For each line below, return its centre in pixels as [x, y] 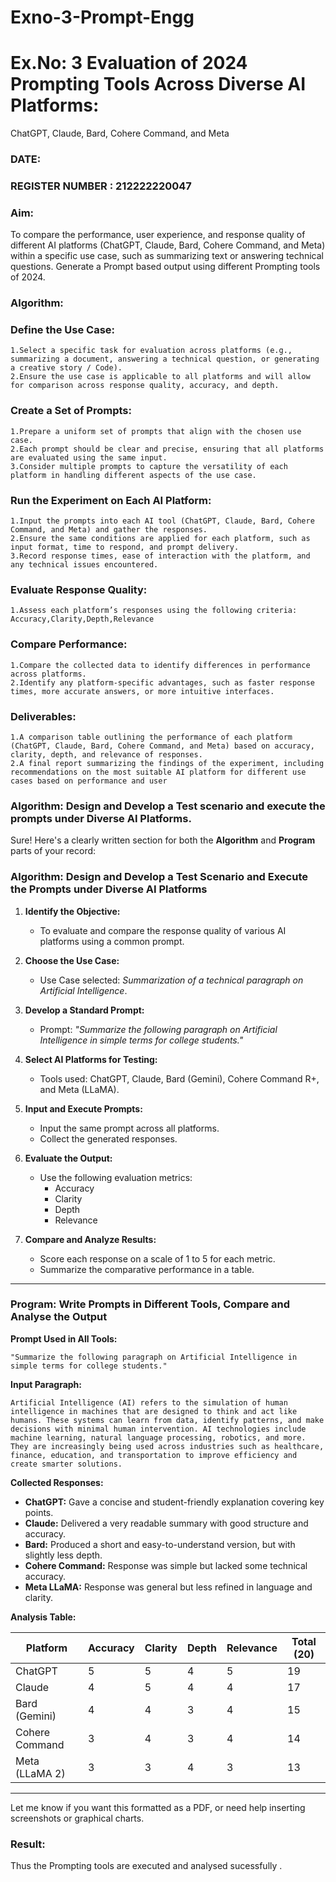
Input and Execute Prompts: [83, 1108]
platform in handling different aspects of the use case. [133, 475]
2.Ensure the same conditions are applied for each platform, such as [160, 539]
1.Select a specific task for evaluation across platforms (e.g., [151, 351]
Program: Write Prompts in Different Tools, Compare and [150, 1304]
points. [39, 1512]
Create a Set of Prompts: [71, 411]
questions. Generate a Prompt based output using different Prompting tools [165, 267]
